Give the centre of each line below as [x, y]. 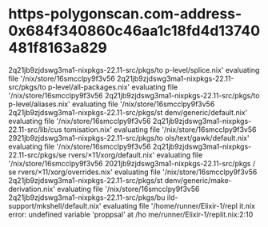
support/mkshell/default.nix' [55, 205]
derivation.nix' [32, 189]
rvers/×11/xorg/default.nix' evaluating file [135, 155]
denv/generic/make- [198, 180]
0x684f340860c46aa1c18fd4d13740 [134, 31]
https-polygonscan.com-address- [125, 14]
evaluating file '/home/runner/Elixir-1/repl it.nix [179, 205]
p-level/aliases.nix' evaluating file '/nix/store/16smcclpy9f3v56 [112, 104]
